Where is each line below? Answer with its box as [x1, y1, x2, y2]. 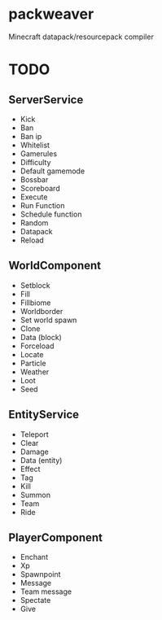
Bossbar [20, 174, 49, 184]
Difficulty [20, 157, 51, 167]
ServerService [8, 93, 84, 107]
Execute [20, 192, 48, 202]
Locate [20, 349, 44, 359]
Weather [20, 367, 50, 377]
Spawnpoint [20, 570, 61, 579]
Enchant [20, 552, 49, 562]
